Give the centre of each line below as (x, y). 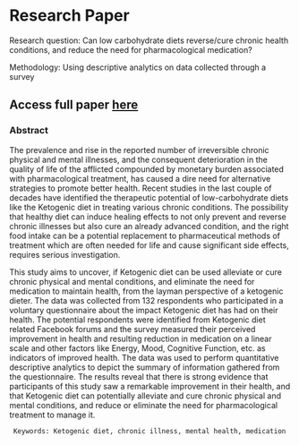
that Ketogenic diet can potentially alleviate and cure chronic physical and (145, 396)
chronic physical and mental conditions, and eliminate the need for (132, 281)
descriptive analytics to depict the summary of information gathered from (145, 367)
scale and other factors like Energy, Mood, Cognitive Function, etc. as (137, 348)
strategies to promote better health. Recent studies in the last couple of (141, 188)
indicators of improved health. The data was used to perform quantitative (144, 357)
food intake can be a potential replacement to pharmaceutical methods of (145, 235)
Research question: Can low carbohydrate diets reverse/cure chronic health (149, 40)
